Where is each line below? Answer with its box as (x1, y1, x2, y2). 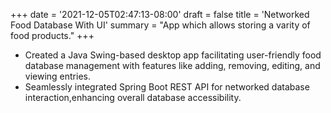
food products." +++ (10, 30, 95, 41)
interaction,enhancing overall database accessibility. (24, 92, 242, 103)
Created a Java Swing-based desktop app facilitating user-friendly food (24, 49, 322, 61)
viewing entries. (24, 70, 92, 82)
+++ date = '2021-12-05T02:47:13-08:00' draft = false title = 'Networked (10, 9, 310, 20)
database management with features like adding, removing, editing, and (24, 60, 321, 71)
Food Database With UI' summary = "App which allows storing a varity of (10, 19, 311, 31)
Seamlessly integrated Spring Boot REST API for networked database (24, 81, 310, 93)
